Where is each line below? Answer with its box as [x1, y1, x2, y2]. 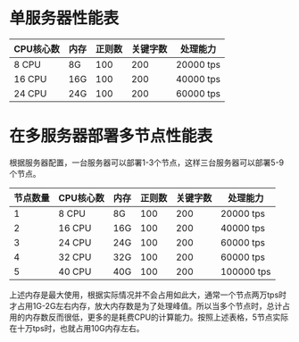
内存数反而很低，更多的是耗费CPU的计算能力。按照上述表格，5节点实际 [24, 312, 288, 322]
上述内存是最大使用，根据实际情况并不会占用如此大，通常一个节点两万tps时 [9, 289, 287, 300]
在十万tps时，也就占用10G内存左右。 [9, 322, 145, 333]
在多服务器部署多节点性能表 [9, 126, 213, 146]
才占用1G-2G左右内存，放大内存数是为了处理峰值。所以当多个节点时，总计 [9, 300, 283, 311]
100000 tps [220, 265, 271, 278]
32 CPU [58, 251, 92, 263]
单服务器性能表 [9, 8, 120, 29]
